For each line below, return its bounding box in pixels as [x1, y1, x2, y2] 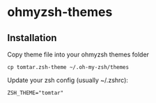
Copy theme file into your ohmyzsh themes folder [7, 50, 150, 58]
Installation [7, 32, 57, 44]
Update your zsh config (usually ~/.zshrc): [7, 76, 129, 84]
